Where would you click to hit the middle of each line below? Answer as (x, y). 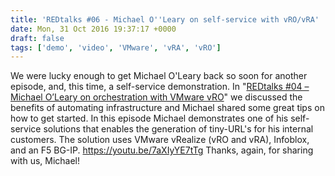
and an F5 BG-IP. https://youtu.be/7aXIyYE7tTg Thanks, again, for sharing (162, 150)
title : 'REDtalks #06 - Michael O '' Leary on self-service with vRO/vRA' (165, 19)
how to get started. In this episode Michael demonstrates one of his (149, 118)
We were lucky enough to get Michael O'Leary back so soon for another (159, 76)
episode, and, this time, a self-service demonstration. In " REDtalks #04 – (160, 87)
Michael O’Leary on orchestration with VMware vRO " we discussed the (156, 97)
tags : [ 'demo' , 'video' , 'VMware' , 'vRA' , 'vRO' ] (116, 47)
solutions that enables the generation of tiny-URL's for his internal (178, 129)
